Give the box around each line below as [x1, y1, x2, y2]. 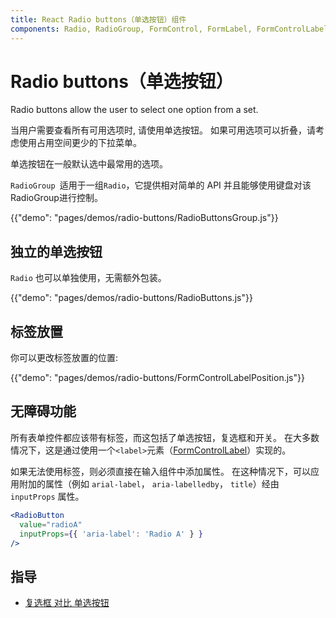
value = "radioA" [19, 519, 83, 530]
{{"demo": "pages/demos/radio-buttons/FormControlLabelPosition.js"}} [10, 372, 305, 384]
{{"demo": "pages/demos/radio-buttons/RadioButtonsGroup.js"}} [10, 212, 279, 224]
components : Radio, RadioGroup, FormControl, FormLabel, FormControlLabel [10, 24, 329, 34]
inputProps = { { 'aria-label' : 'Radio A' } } [19, 529, 203, 539]
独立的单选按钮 [10, 243, 103, 260]
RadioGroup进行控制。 [10, 192, 103, 204]
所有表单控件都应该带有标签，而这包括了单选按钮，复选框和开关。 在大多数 [10, 431, 320, 443]
